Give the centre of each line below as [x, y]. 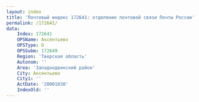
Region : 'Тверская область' [52, 56]
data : [13, 28]
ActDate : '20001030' [43, 85]
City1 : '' [29, 79]
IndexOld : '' [33, 90]
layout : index [24, 12]
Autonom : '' [32, 62]
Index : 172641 [35, 34]
